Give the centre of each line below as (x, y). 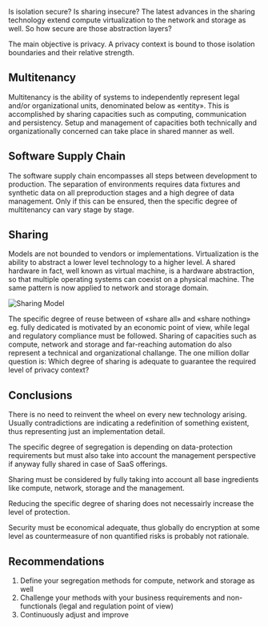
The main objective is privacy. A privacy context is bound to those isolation (132, 44)
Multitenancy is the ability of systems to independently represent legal (124, 97)
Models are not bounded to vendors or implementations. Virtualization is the (134, 254)
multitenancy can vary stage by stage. (71, 209)
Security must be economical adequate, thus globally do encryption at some (134, 528)
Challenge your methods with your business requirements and (122, 598)
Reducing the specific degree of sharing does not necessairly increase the (131, 504)
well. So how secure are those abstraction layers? (90, 28)
